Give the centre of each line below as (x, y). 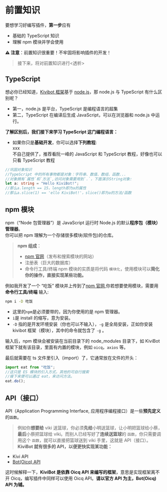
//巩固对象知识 (19, 170)
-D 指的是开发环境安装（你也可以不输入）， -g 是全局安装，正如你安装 (83, 324)
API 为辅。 (16, 485)
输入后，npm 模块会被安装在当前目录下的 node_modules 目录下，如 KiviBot (83, 341)
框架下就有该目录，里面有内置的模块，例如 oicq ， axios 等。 (67, 347)
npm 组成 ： (29, 246)
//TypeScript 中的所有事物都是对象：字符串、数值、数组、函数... (66, 174)
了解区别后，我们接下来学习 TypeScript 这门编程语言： (62, 132)
